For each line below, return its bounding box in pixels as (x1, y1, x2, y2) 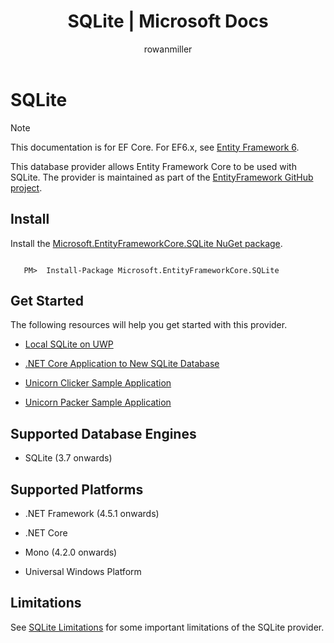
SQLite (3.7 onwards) (24, 452, 113, 464)
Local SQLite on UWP (24, 338, 114, 350)
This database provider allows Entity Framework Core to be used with (10, 160, 297, 172)
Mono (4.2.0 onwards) (24, 546, 118, 558)
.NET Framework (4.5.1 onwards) (24, 507, 160, 519)
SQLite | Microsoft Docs (67, 10, 269, 33)
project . (10, 181, 43, 194)
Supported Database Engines (10, 425, 197, 442)
